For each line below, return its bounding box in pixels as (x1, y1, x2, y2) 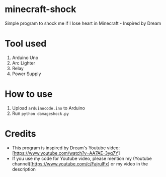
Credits (5, 128, 36, 139)
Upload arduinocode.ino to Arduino (12, 105, 85, 111)
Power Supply (12, 71, 41, 77)
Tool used (5, 38, 47, 49)
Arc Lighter (12, 60, 36, 66)
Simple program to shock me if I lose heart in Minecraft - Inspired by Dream (5, 20, 161, 26)
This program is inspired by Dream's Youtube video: (12, 145, 120, 151)
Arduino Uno (12, 54, 39, 61)
